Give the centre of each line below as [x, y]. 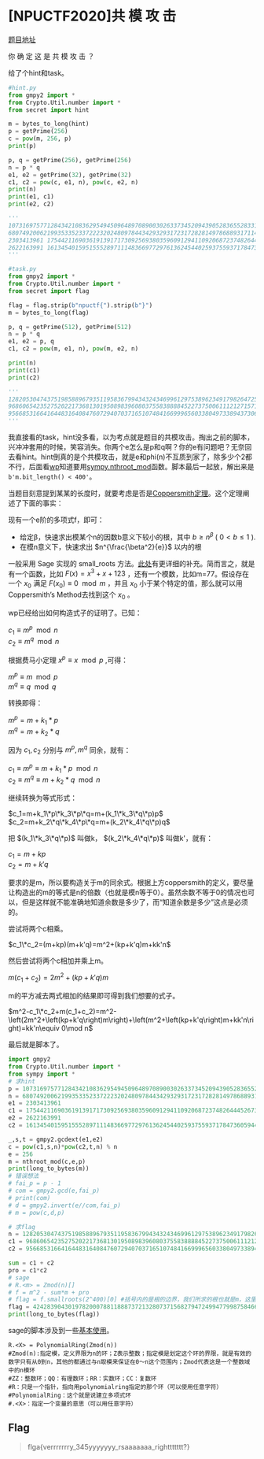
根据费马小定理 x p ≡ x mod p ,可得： [68, 659]
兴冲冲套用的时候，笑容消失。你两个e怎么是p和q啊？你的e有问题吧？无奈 [126, 447]
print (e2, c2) [31, 204]
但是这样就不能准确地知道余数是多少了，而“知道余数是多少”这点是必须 [135, 902]
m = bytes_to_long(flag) [49, 313]
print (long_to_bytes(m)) [49, 1169]
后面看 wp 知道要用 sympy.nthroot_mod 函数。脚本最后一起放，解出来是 [141, 467]
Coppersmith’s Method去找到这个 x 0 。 [71, 595]
